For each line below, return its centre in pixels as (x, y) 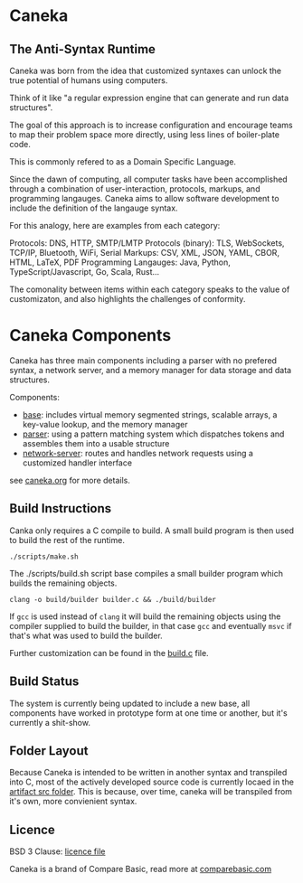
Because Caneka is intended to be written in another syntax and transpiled (148, 773)
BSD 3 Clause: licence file (57, 851)
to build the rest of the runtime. (67, 540)
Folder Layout (49, 751)
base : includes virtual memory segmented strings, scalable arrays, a (150, 414)
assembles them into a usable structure (96, 443)
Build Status (44, 682)
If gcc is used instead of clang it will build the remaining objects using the (145, 616)
